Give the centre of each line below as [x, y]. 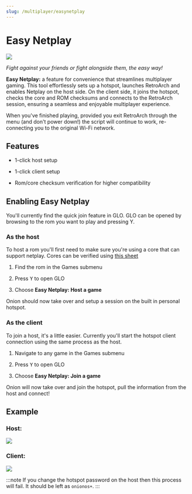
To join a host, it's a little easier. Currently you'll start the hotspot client [91, 335]
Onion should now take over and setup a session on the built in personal [93, 301]
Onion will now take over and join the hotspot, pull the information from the [96, 387]
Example [22, 412]
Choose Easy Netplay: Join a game [58, 376]
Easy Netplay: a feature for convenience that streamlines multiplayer [89, 79]
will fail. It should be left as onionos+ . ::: [53, 486]
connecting [20, 128]
